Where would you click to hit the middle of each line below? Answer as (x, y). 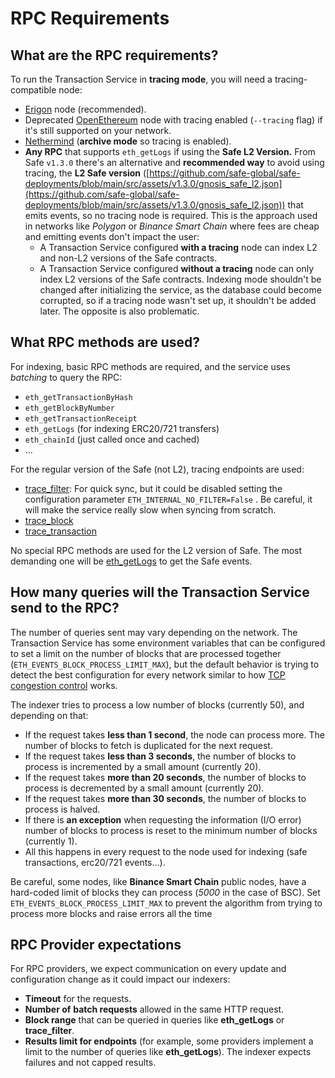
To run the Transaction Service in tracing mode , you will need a (141, 79)
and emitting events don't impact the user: (112, 236)
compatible (33, 90)
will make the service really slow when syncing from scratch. (150, 509)
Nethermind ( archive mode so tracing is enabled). (128, 141)
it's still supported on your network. (98, 130)
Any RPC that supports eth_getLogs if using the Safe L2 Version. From (170, 151)
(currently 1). (51, 841)
